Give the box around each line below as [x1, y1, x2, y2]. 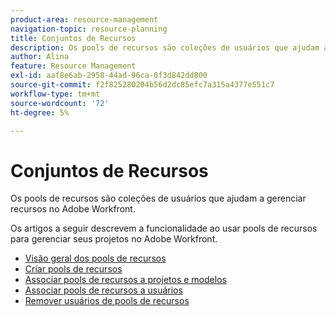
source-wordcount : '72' [10, 98, 110, 108]
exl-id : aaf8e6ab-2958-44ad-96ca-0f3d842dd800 [10, 71, 208, 81]
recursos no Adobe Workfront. [10, 203, 136, 215]
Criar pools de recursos [24, 263, 123, 275]
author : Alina [10, 52, 70, 62]
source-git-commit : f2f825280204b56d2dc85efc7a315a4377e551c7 [10, 80, 275, 90]
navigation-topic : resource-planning [10, 24, 168, 34]
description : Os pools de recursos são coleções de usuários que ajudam [10, 42, 320, 53]
